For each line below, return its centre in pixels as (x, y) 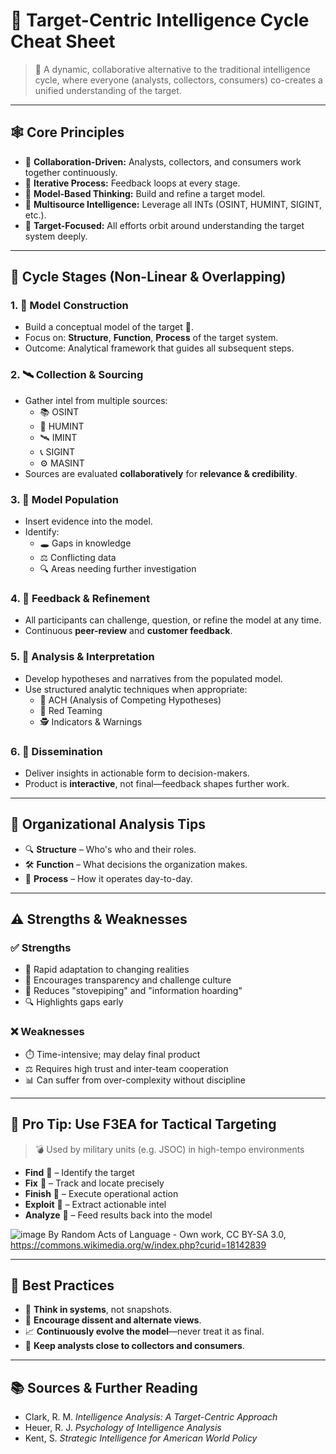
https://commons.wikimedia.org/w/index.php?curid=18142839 (138, 1245)
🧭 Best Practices (62, 1285)
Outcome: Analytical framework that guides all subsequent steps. (159, 348)
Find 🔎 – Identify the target (79, 1172)
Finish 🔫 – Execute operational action (101, 1193)
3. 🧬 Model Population (64, 499)
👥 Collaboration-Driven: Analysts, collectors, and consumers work (163, 161)
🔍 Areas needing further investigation (118, 569)
